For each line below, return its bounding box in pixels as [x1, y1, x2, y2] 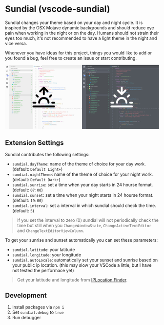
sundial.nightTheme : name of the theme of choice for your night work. [12, 171, 153, 177]
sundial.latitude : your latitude [12, 247, 75, 253]
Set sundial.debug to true [12, 309, 64, 315]
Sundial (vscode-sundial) [5, 3, 110, 15]
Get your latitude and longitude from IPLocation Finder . [17, 277, 128, 283]
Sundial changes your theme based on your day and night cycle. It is [5, 20, 143, 25]
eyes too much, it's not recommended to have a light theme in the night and [5, 35, 157, 41]
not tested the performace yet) [12, 268, 74, 274]
